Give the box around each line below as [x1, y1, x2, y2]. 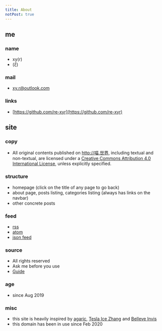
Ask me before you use [12, 263, 60, 269]
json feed [12, 234, 32, 240]
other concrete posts [12, 200, 55, 206]
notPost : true [5, 12, 35, 17]
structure [5, 173, 28, 180]
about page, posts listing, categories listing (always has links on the [12, 189, 151, 196]
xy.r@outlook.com [12, 85, 50, 91]
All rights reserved [12, 258, 51, 264]
